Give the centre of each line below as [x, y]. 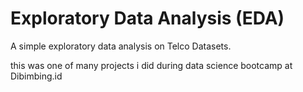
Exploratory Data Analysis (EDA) [147, 18]
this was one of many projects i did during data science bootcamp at [151, 65]
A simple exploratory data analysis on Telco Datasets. [121, 46]
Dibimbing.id [36, 76]
